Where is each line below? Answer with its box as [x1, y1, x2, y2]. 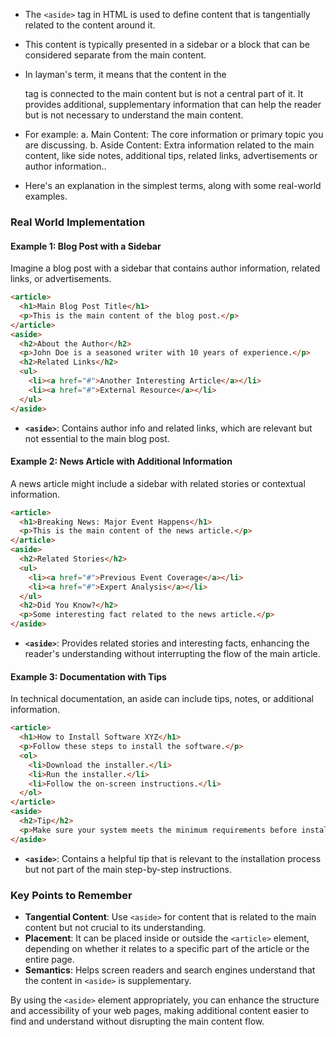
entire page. [24, 953, 75, 965]
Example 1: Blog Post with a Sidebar [10, 240, 162, 252]
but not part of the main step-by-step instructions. [24, 863, 232, 875]
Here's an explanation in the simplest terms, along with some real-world [24, 180, 322, 191]
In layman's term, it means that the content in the [24, 69, 227, 80]
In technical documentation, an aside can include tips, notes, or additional [10, 693, 314, 705]
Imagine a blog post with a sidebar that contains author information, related [10, 262, 321, 274]
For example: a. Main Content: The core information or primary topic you [24, 129, 324, 140]
